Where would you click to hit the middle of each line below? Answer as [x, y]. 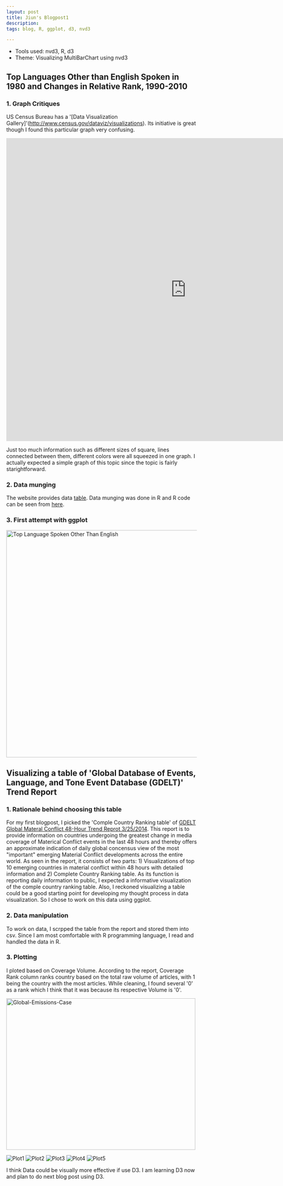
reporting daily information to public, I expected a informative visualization [99, 881]
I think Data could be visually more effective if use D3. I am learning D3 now [101, 1170]
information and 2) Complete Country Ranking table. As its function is [93, 874]
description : [23, 23]
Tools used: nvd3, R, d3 [44, 52]
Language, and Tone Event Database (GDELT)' [95, 782]
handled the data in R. [34, 941]
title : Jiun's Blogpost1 [37, 18]
